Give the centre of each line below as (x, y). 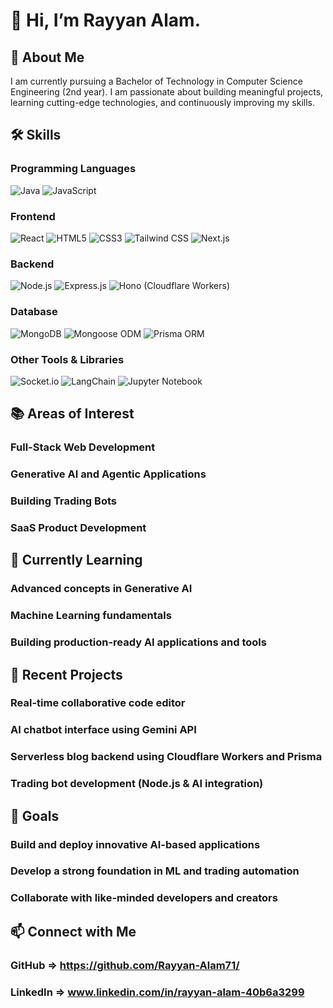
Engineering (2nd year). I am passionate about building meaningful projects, (167, 92)
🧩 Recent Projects (66, 674)
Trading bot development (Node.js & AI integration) (137, 784)
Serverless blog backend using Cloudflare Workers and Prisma (166, 757)
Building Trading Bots (63, 501)
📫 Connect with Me (73, 931)
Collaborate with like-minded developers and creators (144, 898)
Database (34, 312)
